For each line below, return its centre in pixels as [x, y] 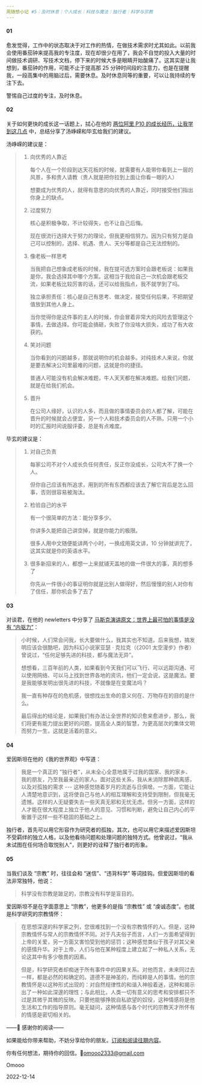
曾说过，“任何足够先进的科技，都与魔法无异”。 [79, 655]
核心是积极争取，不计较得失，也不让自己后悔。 [88, 223]
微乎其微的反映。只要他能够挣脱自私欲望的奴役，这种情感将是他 [116, 1000]
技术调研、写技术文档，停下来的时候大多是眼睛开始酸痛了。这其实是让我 [106, 60]
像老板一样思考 [48, 256]
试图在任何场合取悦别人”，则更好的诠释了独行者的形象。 [81, 845]
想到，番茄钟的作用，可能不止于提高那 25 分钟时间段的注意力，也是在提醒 [98, 67]
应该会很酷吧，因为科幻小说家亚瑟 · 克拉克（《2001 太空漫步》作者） [110, 648]
